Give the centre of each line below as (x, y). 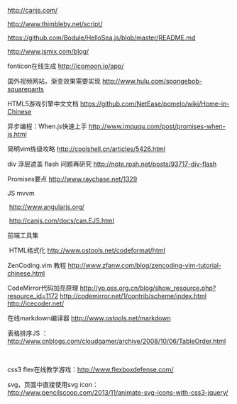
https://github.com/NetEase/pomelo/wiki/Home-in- (155, 103)
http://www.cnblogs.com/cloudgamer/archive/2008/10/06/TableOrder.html (117, 341)
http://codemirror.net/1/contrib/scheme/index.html (133, 296)
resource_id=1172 (33, 296)
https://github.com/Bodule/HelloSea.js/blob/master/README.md (101, 38)
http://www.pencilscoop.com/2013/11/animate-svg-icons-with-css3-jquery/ (118, 392)
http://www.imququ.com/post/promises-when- (157, 126)
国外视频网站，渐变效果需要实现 (54, 81)
